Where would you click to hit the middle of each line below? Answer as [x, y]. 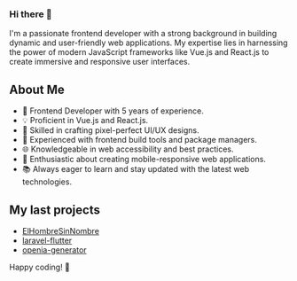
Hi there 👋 [31, 14]
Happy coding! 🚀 [40, 267]
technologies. [47, 182]
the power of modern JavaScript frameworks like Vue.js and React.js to [139, 52]
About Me [37, 89]
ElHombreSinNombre [61, 230]
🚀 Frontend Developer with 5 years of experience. [113, 111]
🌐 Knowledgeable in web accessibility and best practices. [128, 149]
